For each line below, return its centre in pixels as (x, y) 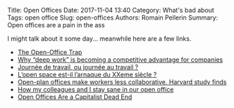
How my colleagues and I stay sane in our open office (96, 89)
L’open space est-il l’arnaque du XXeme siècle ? (87, 74)
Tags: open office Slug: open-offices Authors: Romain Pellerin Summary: (113, 18)
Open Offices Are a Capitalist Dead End (75, 97)
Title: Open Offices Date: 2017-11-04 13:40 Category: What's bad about (111, 10)
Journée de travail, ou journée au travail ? (78, 67)
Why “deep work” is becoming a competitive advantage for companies (120, 60)
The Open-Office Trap (50, 52)
